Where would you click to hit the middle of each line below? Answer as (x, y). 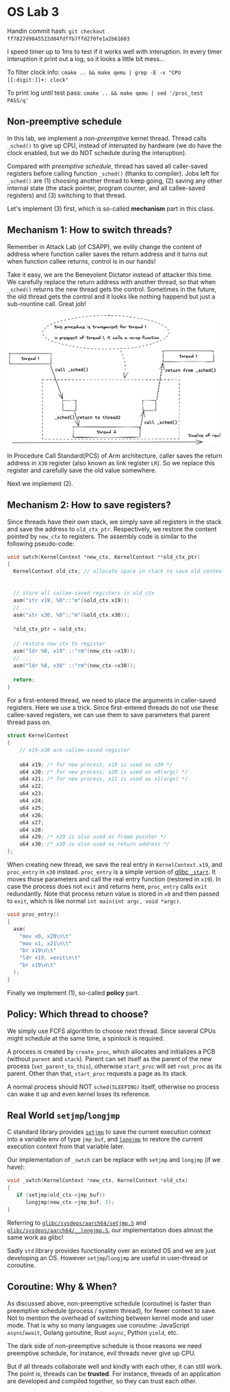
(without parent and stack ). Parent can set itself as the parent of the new (110, 1058)
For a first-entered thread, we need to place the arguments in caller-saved (112, 700)
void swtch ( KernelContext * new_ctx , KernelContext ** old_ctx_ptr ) (104, 557)
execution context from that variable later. (66, 1146)
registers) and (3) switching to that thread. (67, 195)
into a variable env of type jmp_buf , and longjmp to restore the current (105, 1139)
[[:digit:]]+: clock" (38, 80)
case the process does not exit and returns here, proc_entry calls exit (107, 887)
